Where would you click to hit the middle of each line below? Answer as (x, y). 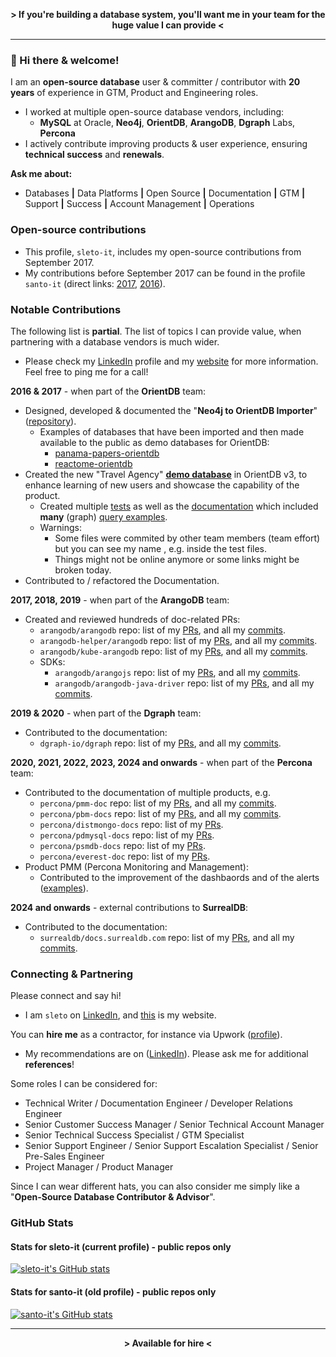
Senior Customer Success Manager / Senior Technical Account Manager (174, 1125)
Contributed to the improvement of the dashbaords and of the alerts (179, 877)
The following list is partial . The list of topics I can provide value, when (156, 331)
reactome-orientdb (93, 463)
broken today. (83, 570)
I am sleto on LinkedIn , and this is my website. (120, 1015)
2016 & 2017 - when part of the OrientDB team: (108, 391)
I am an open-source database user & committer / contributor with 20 (155, 82)
